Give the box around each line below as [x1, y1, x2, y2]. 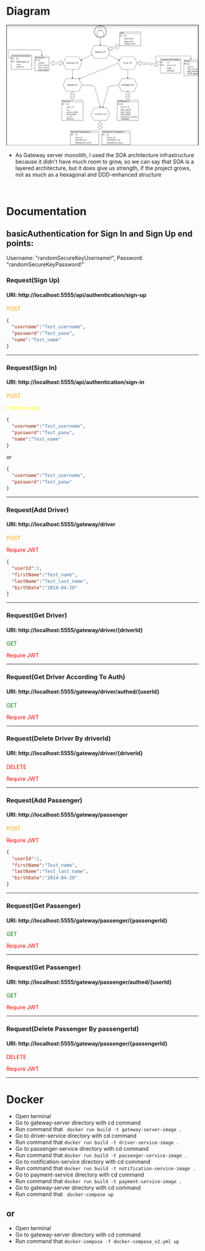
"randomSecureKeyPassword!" [6, 261, 84, 268]
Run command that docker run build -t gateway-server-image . [15, 1126, 182, 1133]
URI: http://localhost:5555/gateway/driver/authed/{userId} [6, 688, 160, 695]
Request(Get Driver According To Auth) [6, 673, 126, 681]
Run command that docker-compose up [15, 1190, 114, 1198]
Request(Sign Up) [6, 276, 60, 285]
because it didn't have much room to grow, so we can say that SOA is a [15, 158, 194, 166]
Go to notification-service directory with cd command [15, 1158, 151, 1165]
